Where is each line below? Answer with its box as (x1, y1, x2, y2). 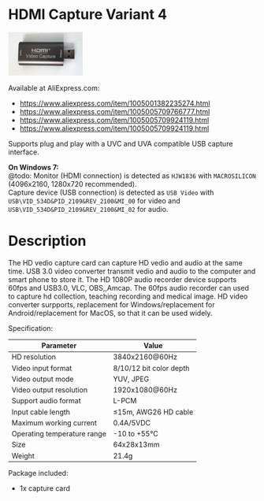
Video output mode (11, 374, 74, 384)
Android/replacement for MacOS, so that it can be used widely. (8, 308, 213, 317)
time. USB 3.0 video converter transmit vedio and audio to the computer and (8, 266, 256, 276)
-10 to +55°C (113, 429, 159, 439)
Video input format (11, 363, 73, 373)
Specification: (8, 323, 54, 332)
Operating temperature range (11, 429, 106, 439)
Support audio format (11, 396, 81, 406)
